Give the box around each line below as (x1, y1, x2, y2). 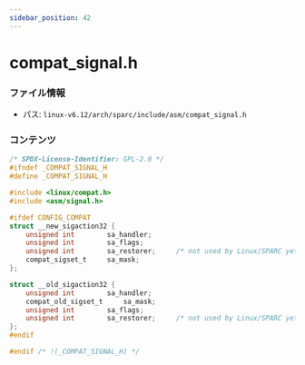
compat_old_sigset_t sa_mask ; (25, 297, 156, 306)
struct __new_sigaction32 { (9, 222, 116, 231)
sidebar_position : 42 (9, 13, 92, 23)
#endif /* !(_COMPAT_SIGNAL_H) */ (9, 347, 141, 357)
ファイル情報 (9, 86, 66, 99)
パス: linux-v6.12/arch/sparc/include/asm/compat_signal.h (22, 109, 247, 120)
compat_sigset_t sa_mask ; (25, 255, 141, 264)
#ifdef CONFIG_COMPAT (9, 212, 92, 222)
